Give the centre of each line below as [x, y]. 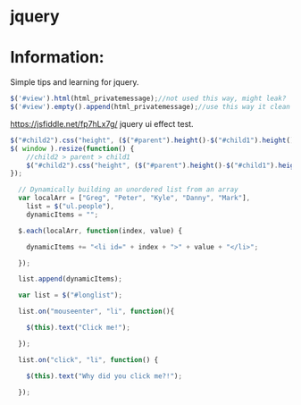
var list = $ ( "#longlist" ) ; [71, 295]
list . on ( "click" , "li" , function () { [88, 359]
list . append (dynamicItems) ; [71, 279]
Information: [58, 58]
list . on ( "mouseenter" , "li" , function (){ [96, 312]
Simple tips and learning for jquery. [75, 82]
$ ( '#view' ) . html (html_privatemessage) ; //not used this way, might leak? [148, 99]
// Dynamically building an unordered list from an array [129, 190]
